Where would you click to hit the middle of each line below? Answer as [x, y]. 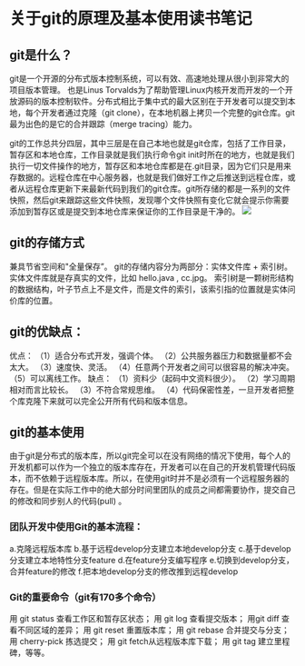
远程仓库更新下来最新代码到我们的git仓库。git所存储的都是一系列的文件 [158, 189]
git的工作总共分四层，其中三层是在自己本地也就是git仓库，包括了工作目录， [150, 143]
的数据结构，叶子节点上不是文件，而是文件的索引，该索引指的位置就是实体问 [152, 289]
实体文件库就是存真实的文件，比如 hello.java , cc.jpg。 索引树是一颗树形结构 [152, 277]
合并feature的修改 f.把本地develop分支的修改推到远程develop [124, 571]
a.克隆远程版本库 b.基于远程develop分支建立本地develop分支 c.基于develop [151, 548]
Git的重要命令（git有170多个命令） [85, 597]
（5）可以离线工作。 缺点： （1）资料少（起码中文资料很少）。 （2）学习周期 [152, 378]
